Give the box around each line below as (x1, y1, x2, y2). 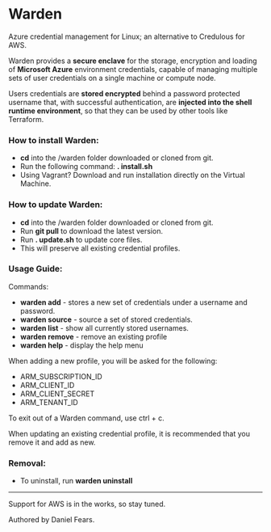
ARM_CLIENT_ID (19, 380, 75, 390)
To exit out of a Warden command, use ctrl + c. (8, 413, 165, 423)
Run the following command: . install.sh (19, 162, 153, 171)
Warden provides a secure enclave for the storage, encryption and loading (8, 56, 257, 65)
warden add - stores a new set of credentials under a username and (19, 297, 248, 307)
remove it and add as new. (8, 437, 96, 447)
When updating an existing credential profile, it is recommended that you (8, 429, 250, 438)
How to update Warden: (8, 199, 103, 210)
